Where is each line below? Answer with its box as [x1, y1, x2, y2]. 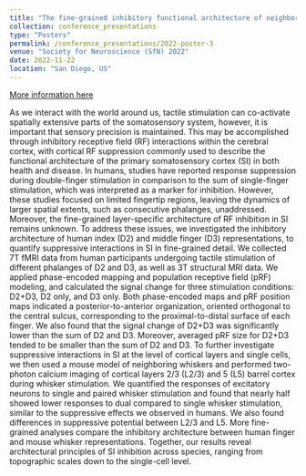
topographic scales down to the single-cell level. [9, 455, 192, 466]
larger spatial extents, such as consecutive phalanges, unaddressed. [9, 203, 267, 214]
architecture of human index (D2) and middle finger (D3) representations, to [9, 233, 294, 243]
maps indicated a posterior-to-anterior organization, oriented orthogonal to [9, 300, 291, 311]
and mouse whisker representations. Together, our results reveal [9, 436, 252, 447]
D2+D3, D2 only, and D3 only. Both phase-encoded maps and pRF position [9, 291, 291, 302]
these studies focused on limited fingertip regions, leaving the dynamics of [9, 193, 291, 205]
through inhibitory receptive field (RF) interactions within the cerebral [9, 136, 269, 147]
